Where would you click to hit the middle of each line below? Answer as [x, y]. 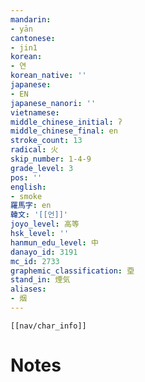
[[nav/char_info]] [48, 326]
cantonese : [33, 38]
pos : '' [26, 177]
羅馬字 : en [31, 206]
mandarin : [31, 19]
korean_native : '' [48, 76]
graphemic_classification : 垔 [72, 271]
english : [28, 187]
